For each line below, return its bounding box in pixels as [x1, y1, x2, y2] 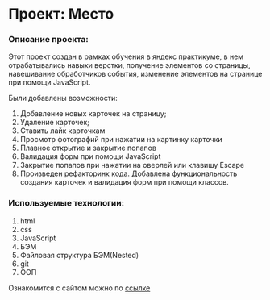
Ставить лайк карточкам [19, 126, 106, 135]
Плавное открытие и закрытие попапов [19, 143, 157, 153]
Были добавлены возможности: [8, 94, 118, 103]
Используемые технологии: [8, 198, 125, 209]
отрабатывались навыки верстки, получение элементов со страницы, [8, 60, 251, 70]
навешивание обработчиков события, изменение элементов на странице [8, 69, 263, 79]
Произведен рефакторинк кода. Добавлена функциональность [19, 169, 238, 178]
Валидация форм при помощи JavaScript [19, 152, 161, 161]
